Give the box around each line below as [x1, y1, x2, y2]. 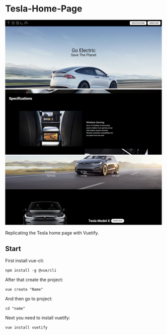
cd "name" [5, 306, 26, 311]
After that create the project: [5, 277, 64, 283]
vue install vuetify [5, 325, 48, 330]
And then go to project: [5, 296, 53, 302]
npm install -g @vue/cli [5, 268, 57, 273]
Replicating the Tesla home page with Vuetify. [5, 230, 99, 236]
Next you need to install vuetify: [5, 315, 71, 321]
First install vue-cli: [5, 258, 44, 264]
